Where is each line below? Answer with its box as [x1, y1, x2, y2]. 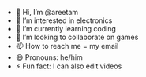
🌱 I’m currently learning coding [15, 24, 117, 33]
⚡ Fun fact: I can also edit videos [15, 61, 122, 71]
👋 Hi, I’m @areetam [15, 8, 79, 16]
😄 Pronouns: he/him [15, 53, 83, 62]
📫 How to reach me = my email [15, 42, 119, 50]
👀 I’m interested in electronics [15, 16, 113, 25]
